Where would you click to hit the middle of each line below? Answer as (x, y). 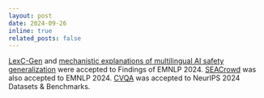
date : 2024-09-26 (38, 23)
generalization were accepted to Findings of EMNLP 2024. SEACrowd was (132, 70)
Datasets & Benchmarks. (49, 87)
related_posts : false (45, 38)
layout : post (30, 16)
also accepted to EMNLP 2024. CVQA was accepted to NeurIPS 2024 (124, 78)
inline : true (30, 31)
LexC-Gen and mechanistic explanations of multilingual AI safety (116, 61)
